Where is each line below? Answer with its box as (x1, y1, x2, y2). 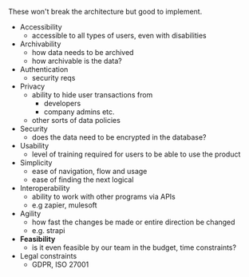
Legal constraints (19, 251, 77, 260)
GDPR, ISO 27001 (31, 259, 89, 269)
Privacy (19, 81, 45, 91)
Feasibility (19, 235, 56, 243)
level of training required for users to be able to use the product (31, 149, 241, 159)
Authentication (19, 65, 69, 74)
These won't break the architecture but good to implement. (8, 7, 203, 16)
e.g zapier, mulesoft (31, 200, 97, 210)
